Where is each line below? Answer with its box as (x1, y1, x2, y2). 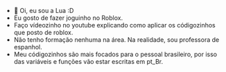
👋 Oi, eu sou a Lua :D (13, 7, 74, 14)
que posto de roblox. (13, 28, 73, 36)
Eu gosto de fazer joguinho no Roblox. (13, 14, 123, 22)
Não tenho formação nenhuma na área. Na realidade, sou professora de (13, 36, 220, 44)
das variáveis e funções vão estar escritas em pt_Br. (13, 58, 164, 65)
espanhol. (13, 43, 43, 51)
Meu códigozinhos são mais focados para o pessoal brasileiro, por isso (13, 50, 218, 58)
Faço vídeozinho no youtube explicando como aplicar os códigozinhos (13, 21, 216, 29)
